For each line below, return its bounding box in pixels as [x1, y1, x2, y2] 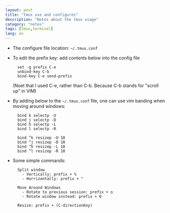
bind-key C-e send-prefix [17, 74, 72, 79]
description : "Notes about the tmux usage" [5, 17, 99, 22]
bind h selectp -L [17, 122, 56, 127]
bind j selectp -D [17, 117, 56, 123]
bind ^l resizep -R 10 [17, 148, 65, 154]
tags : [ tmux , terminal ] [5, 26, 53, 32]
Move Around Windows [17, 185, 61, 190]
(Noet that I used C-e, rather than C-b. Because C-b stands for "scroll [12, 82, 159, 88]
